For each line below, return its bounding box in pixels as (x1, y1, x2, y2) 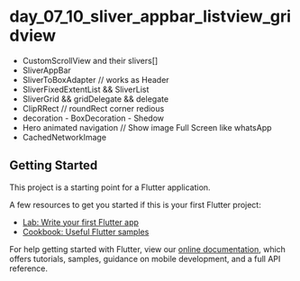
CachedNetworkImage (22, 131, 106, 142)
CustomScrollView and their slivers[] (22, 55, 159, 66)
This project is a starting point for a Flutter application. (9, 182, 211, 193)
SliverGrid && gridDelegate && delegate (22, 93, 169, 104)
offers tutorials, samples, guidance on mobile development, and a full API (9, 253, 281, 264)
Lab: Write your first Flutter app (22, 216, 140, 227)
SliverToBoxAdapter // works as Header (22, 74, 169, 85)
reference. (9, 263, 48, 274)
